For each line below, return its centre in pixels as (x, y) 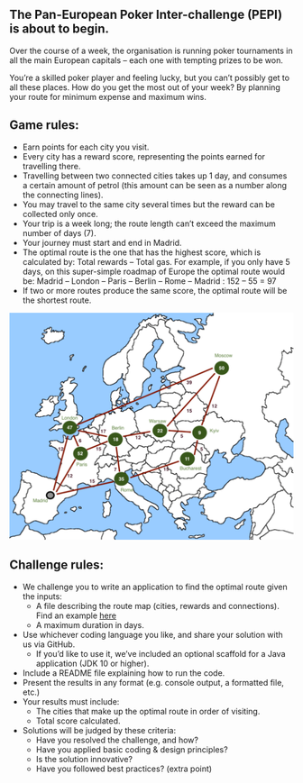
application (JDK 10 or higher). (92, 663)
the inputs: (42, 596)
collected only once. (60, 214)
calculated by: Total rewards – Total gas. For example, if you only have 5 (156, 261)
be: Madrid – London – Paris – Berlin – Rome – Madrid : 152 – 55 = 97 (149, 281)
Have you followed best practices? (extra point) (124, 769)
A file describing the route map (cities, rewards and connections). (157, 605)
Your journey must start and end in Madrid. (102, 242)
